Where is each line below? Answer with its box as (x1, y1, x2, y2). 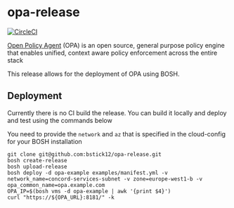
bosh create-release (7, 157, 68, 164)
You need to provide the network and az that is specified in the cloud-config (7, 129, 226, 138)
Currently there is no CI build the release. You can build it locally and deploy (7, 108, 227, 117)
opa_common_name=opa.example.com (7, 181, 105, 188)
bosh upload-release (7, 163, 68, 170)
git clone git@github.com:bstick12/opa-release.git (7, 150, 162, 158)
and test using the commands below (7, 116, 112, 124)
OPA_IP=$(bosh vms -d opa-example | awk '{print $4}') (7, 188, 171, 195)
